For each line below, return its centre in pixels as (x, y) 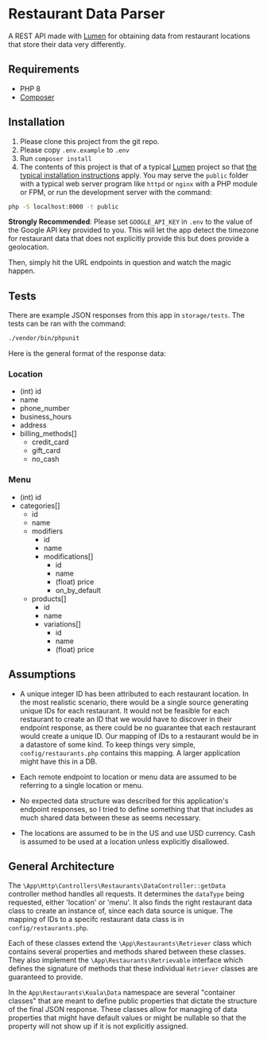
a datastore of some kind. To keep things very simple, (108, 744)
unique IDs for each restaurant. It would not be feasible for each (124, 710)
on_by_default (78, 590)
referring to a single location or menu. (81, 785)
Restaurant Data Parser (87, 14)
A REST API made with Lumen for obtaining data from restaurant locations (130, 36)
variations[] (62, 624)
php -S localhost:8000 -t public (64, 207)
